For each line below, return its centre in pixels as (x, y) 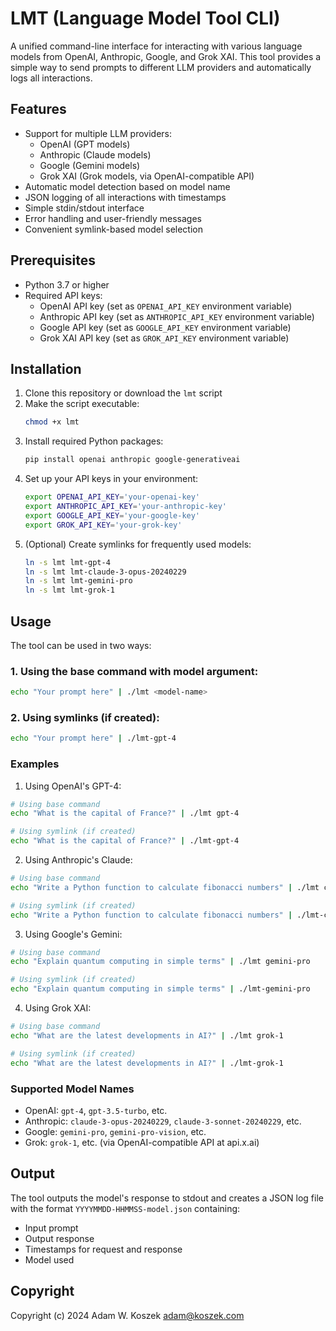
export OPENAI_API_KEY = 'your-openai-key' (112, 497)
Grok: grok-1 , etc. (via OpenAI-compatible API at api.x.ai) (142, 1142)
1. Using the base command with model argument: (134, 671)
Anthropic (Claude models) (95, 154)
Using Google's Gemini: (73, 934)
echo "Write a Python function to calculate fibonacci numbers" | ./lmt (165, 887)
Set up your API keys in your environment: (111, 479)
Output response (59, 1238)
